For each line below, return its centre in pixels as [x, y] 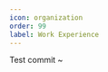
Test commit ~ [36, 60]
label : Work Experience [54, 34]
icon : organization [46, 18]
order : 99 [28, 26]
